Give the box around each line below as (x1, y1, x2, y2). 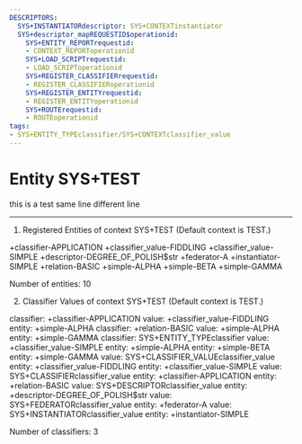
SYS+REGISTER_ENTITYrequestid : (25, 88, 143, 97)
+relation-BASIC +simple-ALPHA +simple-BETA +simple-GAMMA (40, 261, 283, 271)
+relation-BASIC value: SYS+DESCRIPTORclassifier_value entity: (9, 379, 248, 391)
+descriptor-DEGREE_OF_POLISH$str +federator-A (40, 251, 229, 262)
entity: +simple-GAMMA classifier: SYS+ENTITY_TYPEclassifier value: (9, 332, 270, 342)
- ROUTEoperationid (25, 113, 99, 122)
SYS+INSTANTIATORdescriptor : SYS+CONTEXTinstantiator (17, 22, 223, 31)
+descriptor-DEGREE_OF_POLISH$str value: (9, 389, 173, 400)
